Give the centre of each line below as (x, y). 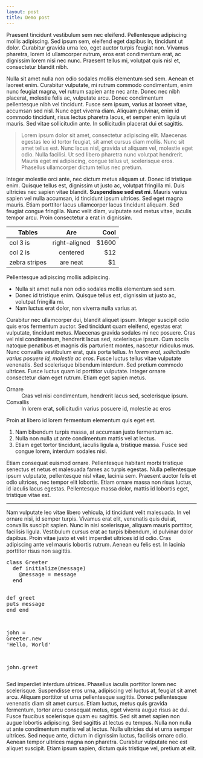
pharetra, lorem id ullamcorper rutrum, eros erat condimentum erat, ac (94, 54)
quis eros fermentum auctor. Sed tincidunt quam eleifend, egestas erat (94, 326)
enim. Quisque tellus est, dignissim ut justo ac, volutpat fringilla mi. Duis (95, 185)
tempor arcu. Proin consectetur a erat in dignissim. (69, 217)
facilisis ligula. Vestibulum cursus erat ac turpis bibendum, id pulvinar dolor (100, 532)
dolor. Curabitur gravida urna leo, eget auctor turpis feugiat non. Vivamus (98, 47)
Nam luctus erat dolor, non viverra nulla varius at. (76, 308)
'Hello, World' (29, 644)
